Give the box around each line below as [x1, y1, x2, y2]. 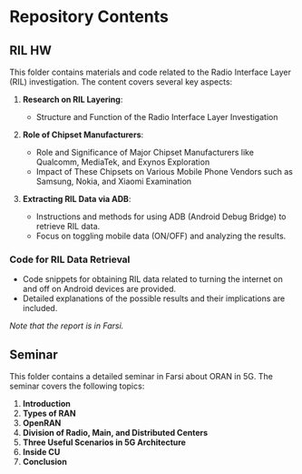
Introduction [22, 398, 71, 409]
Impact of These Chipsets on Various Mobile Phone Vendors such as [35, 166, 293, 176]
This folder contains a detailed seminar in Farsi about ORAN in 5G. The [9, 371, 274, 382]
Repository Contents [9, 6, 170, 27]
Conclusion [22, 457, 68, 468]
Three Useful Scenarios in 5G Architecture [22, 437, 186, 448]
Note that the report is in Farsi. [9, 320, 124, 331]
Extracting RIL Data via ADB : [22, 194, 132, 204]
